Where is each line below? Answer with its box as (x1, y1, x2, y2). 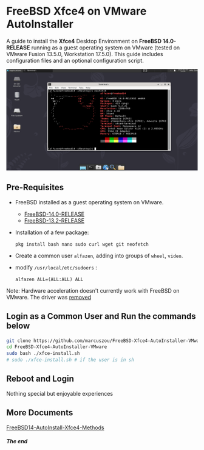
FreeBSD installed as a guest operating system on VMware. (15, 198, 164, 205)
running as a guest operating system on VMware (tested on (31, 44, 180, 51)
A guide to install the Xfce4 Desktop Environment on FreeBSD (6, 37, 162, 45)
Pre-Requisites (6, 182, 64, 193)
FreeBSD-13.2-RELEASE (24, 216, 85, 224)
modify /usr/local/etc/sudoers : (15, 263, 97, 271)
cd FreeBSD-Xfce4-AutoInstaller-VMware (6, 344, 107, 350)
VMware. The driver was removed (6, 293, 92, 301)
